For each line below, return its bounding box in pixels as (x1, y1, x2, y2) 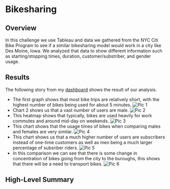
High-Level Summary (5, 175, 74, 184)
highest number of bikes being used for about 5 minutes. (12, 102, 132, 108)
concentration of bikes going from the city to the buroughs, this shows (12, 155, 160, 161)
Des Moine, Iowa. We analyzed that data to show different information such (5, 48, 162, 54)
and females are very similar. (12, 128, 73, 134)
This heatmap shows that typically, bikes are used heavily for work (12, 112, 152, 118)
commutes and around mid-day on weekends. (12, 118, 109, 124)
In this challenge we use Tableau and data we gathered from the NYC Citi (5, 37, 158, 43)
